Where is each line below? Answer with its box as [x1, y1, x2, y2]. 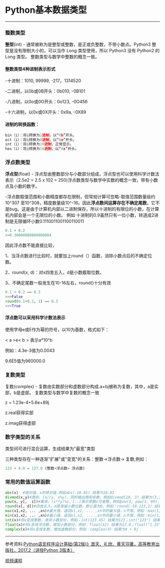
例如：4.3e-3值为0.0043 [5, 347, 55, 353]
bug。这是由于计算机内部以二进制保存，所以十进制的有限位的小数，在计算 [9, 206, 160, 212]
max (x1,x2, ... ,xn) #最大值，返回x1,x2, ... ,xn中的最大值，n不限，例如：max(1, [5, 508, 161, 513]
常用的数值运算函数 [5, 478, 51, 485]
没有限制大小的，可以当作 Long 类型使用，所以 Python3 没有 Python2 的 [13, 48, 160, 54]
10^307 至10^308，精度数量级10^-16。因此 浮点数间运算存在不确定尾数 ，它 [5, 200, 156, 206]
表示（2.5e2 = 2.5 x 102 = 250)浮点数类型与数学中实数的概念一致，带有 [5, 177, 150, 183]
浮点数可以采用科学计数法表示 [5, 315, 65, 320]
